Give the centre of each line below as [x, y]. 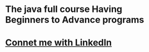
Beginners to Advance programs [75, 20]
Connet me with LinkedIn [59, 43]
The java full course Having [64, 9]
